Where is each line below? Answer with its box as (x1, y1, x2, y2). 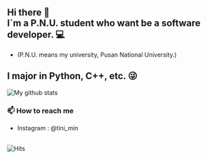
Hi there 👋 (7, 7, 50, 18)
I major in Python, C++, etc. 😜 (7, 70, 138, 82)
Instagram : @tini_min (16, 124, 79, 132)
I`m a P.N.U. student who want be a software (7, 18, 201, 29)
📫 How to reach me (7, 106, 74, 115)
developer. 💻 (7, 29, 65, 41)
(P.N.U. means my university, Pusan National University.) (16, 50, 177, 59)
